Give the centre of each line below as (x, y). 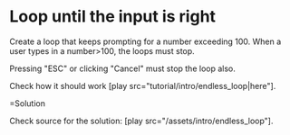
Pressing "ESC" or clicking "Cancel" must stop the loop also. (122, 68)
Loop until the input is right (112, 17)
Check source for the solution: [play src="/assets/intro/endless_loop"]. (141, 121)
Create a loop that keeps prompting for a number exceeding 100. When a (145, 41)
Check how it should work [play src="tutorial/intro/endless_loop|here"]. (143, 85)
